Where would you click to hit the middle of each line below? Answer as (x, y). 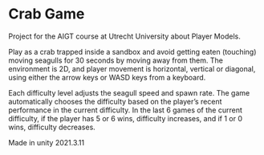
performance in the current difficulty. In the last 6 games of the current (125, 110)
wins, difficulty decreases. (52, 127)
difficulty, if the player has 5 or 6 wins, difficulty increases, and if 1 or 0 (126, 118)
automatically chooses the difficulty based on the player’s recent (115, 101)
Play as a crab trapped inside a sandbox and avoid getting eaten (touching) (132, 51)
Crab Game (47, 14)
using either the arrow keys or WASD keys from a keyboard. (107, 77)
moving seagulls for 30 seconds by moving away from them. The (116, 60)
